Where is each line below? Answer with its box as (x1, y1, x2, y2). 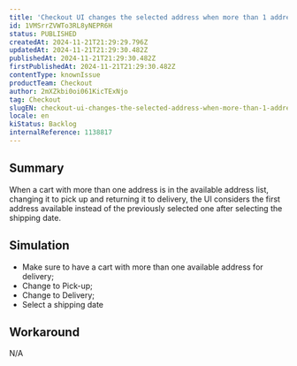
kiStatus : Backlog (9, 120, 77, 129)
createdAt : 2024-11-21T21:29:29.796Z (9, 37, 148, 47)
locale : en (9, 111, 49, 120)
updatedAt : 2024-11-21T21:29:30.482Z (9, 46, 148, 55)
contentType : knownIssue (9, 71, 101, 80)
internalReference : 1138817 (9, 128, 113, 137)
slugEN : (9, 103, 38, 112)
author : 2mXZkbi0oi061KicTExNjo (9, 87, 128, 95)
